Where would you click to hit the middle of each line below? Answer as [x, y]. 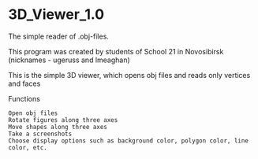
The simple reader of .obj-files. [58, 36]
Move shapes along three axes [58, 127]
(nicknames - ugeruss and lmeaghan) [69, 60]
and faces [24, 83]
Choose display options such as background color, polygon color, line [128, 141]
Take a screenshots [40, 134]
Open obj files [33, 113]
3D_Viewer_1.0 [56, 15]
